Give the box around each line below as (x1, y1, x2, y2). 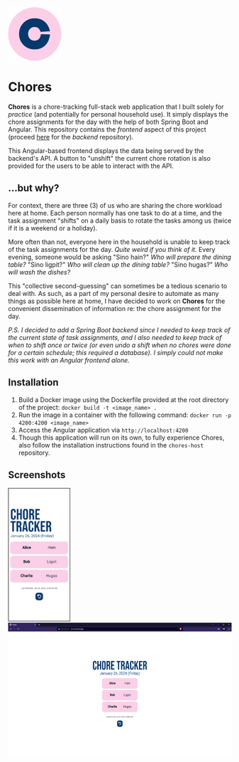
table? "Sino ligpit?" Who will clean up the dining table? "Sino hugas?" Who (8, 260, 228, 269)
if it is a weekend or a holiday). (8, 223, 98, 232)
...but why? (8, 182, 60, 194)
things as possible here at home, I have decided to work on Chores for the (8, 297, 226, 305)
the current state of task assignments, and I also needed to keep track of (8, 333, 222, 342)
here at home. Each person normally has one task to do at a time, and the (8, 208, 223, 217)
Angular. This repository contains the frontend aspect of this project (8, 125, 206, 134)
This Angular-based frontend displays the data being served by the (8, 146, 204, 155)
